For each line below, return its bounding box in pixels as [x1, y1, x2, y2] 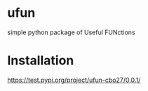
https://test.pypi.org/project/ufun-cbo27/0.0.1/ [7, 76, 141, 84]
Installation [7, 52, 74, 69]
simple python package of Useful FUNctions [7, 28, 135, 36]
